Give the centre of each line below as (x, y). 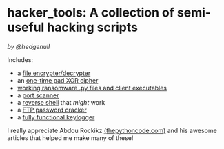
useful (26, 27)
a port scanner (38, 95)
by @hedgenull (29, 46)
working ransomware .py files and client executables (92, 88)
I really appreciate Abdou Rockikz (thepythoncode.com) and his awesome (112, 130)
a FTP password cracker (52, 110)
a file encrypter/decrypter (54, 73)
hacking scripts (92, 27)
